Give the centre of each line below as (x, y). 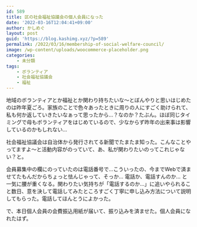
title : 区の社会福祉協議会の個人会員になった (55, 17)
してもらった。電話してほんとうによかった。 (60, 198)
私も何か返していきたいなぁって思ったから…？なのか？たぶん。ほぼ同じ (93, 115)
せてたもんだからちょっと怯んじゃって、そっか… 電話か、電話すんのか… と (97, 176)
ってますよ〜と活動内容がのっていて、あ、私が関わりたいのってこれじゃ (93, 149)
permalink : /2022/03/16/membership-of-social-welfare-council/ (85, 45)
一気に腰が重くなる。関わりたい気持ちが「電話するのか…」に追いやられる (96, 184)
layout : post (22, 34)
